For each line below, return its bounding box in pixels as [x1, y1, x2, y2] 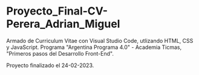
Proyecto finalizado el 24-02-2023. [6, 62, 94, 69]
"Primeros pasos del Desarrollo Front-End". [6, 50, 114, 57]
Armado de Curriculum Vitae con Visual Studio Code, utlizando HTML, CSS [6, 37, 194, 44]
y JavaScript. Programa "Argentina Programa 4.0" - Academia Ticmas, [6, 44, 182, 51]
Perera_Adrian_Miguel [6, 17, 120, 31]
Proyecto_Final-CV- [6, 4, 108, 18]
